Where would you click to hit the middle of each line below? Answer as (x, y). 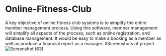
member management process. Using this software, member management (82, 28)
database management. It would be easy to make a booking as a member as (83, 38)
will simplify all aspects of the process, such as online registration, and (78, 33)
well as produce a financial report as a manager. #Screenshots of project (80, 43)
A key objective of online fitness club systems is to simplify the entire (76, 23)
